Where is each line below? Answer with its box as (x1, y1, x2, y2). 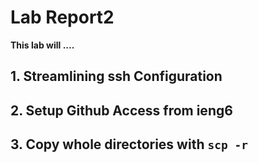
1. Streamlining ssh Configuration (10, 68, 223, 85)
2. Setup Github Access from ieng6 (10, 102, 233, 119)
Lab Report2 (10, 6, 115, 29)
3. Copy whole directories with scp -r (10, 136, 248, 153)
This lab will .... (10, 39, 75, 51)
